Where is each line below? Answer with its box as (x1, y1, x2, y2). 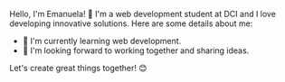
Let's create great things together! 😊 (9, 63, 147, 73)
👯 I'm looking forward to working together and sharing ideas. (22, 45, 250, 56)
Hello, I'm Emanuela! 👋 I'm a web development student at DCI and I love (9, 9, 276, 19)
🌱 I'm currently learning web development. (22, 36, 182, 46)
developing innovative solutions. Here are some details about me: (9, 18, 253, 29)
